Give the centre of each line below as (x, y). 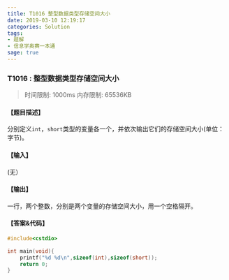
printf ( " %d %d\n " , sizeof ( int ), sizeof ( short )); (89, 258)
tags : (15, 33)
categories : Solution (39, 27)
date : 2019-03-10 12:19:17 (46, 20)
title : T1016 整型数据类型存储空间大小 (59, 14)
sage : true (23, 53)
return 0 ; (34, 264)
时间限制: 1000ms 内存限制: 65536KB (78, 95)
